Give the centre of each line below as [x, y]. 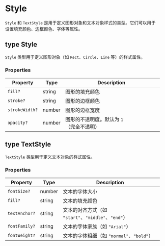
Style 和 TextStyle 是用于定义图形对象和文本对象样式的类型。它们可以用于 [81, 23]
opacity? [18, 123]
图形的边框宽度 [83, 110]
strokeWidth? [23, 110]
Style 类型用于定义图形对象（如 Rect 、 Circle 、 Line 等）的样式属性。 [75, 57]
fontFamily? [22, 226]
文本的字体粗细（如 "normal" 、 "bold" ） [108, 236]
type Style [21, 45]
